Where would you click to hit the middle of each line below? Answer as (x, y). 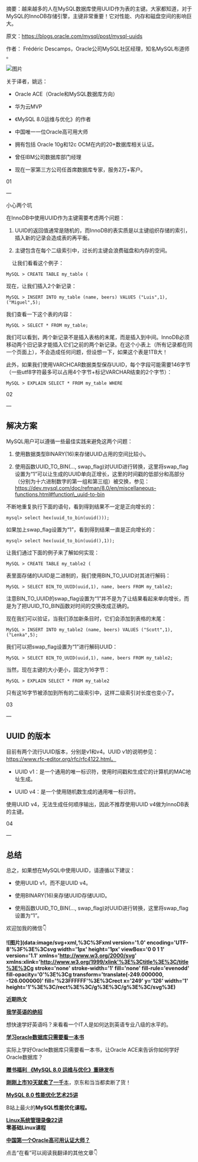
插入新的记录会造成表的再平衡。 (53, 238)
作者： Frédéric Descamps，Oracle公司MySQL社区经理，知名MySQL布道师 (98, 49)
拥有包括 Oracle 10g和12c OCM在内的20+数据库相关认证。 (86, 144)
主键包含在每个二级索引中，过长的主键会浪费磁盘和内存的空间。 (92, 250)
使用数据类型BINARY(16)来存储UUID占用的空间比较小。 (82, 454)
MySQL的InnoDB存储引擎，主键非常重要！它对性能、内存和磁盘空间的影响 (97, 16)
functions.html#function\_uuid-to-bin (60, 494)
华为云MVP (28, 106)
